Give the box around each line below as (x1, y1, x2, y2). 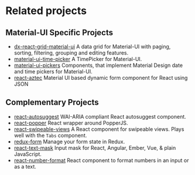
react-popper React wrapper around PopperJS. (13, 119, 128, 126)
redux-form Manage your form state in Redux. (13, 138, 125, 145)
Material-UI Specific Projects (5, 28, 114, 38)
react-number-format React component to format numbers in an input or (13, 157, 189, 164)
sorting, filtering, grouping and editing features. (13, 49, 129, 56)
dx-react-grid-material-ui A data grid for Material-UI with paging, (13, 43, 171, 50)
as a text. (13, 163, 36, 170)
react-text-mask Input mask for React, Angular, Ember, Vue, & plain (13, 144, 176, 151)
